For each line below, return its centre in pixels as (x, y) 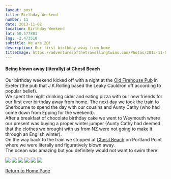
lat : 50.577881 (21, 34)
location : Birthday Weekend (35, 29)
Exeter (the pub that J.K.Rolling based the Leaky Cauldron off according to (83, 85)
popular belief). (21, 91)
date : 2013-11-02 (24, 24)
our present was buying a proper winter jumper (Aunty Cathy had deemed (83, 123)
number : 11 (17, 19)
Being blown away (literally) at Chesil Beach (53, 69)
